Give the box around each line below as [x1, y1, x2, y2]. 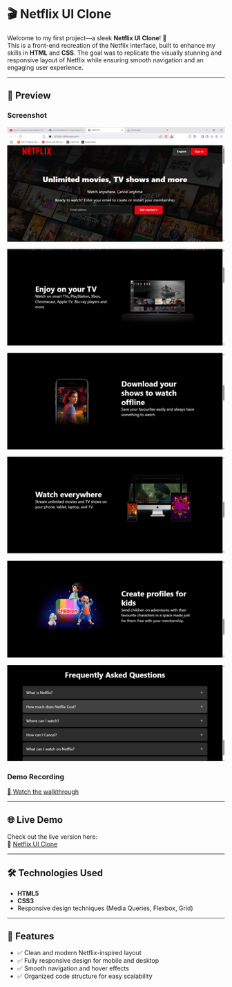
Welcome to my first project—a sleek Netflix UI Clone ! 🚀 [7, 33, 167, 42]
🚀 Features [7, 930, 55, 942]
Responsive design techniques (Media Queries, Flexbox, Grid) [17, 904, 193, 912]
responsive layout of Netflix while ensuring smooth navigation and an [7, 55, 204, 64]
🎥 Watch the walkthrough [7, 788, 79, 796]
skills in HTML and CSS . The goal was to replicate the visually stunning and [7, 48, 222, 57]
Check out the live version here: [7, 833, 98, 841]
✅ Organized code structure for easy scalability [17, 972, 153, 981]
